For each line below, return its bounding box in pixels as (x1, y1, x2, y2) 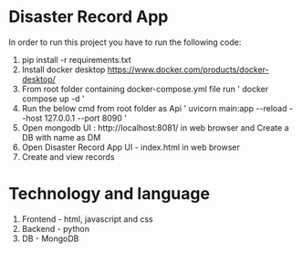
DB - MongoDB (21, 233, 79, 244)
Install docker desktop (21, 64, 106, 75)
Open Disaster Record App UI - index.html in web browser (21, 142, 241, 153)
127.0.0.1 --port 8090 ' (44, 112, 127, 123)
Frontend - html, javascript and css (21, 213, 154, 225)
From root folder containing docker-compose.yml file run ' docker (21, 83, 269, 94)
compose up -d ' (21, 93, 85, 104)
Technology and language (8, 184, 211, 205)
